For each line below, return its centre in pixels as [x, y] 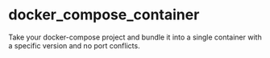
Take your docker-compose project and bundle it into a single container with [135, 37]
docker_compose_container [104, 15]
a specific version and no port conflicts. [74, 45]
